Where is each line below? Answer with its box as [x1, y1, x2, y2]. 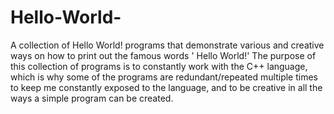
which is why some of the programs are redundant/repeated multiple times [10, 71, 318, 83]
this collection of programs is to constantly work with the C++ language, [10, 60, 308, 72]
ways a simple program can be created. [10, 92, 174, 104]
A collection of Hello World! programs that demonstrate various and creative [10, 39, 325, 51]
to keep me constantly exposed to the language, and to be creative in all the [10, 81, 323, 93]
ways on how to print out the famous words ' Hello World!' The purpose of [10, 49, 317, 61]
